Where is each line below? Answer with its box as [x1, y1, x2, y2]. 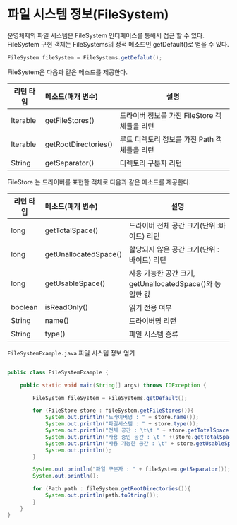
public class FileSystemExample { [7, 369, 109, 376]
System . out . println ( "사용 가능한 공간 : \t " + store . [44, 440, 196, 447]
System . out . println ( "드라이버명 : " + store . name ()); [44, 414, 200, 421]
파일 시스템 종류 [128, 329, 178, 339]
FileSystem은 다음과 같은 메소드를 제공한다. [7, 68, 128, 76]
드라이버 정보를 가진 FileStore [119, 110, 214, 120]
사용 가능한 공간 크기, [128, 268, 195, 278]
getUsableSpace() [44, 278, 106, 288]
